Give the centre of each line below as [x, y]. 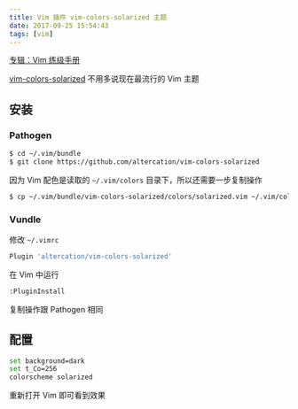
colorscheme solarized [51, 377]
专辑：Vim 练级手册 [45, 60]
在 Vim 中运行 [34, 274]
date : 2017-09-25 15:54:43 [59, 26]
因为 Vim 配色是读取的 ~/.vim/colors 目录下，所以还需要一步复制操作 [136, 180]
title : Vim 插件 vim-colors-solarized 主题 [88, 17]
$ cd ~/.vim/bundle [45, 154]
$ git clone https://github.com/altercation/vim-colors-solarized [134, 162]
